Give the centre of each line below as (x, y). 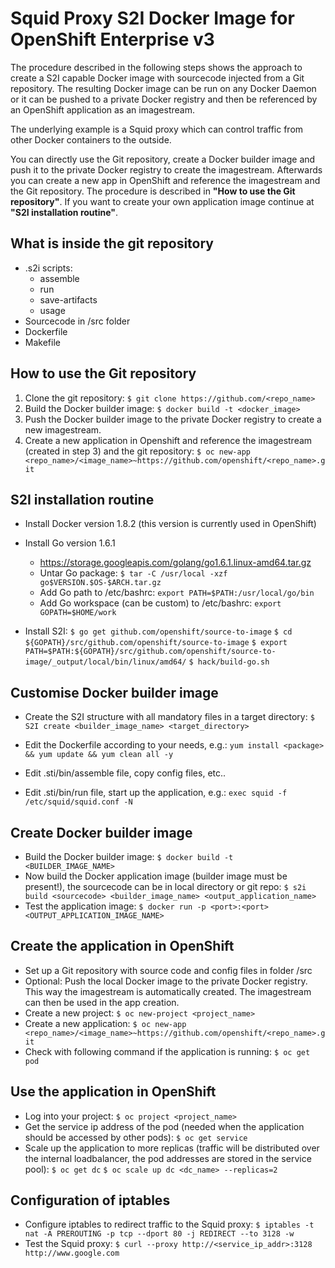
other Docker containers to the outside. (91, 139)
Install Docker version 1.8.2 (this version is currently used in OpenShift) (170, 524)
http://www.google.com (72, 1253)
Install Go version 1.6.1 (70, 543)
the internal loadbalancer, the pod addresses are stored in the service (168, 1158)
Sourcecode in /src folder (77, 321)
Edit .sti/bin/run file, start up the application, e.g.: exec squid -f (156, 793)
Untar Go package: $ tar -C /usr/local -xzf (133, 573)
